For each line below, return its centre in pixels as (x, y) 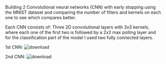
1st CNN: (14, 47)
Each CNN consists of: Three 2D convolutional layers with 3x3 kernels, (77, 27)
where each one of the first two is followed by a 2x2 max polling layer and (81, 32)
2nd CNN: (15, 57)
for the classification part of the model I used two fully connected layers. (79, 37)
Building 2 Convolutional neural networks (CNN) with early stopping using (81, 7)
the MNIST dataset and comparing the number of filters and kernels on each (83, 12)
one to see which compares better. (41, 17)
